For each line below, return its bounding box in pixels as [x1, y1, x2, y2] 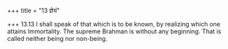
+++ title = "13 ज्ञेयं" [7, 7, 60, 14]
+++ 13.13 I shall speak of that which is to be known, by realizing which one [7, 20, 220, 28]
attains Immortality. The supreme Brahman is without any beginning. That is [7, 27, 222, 35]
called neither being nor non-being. [7, 35, 108, 42]
